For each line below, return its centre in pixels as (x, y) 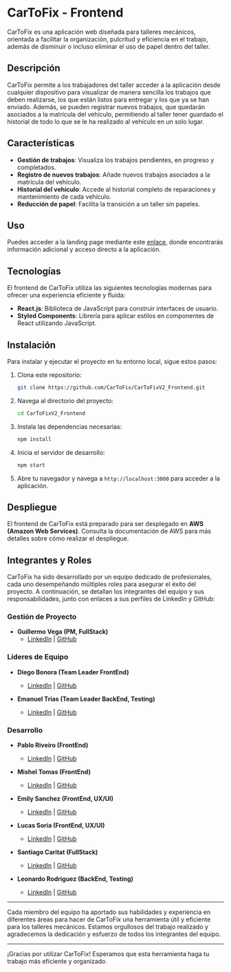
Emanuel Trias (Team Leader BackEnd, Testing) (86, 699)
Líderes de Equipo (38, 657)
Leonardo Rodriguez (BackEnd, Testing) (75, 879)
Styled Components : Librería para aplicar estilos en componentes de (115, 316)
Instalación (32, 345)
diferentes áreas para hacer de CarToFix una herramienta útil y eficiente (109, 920)
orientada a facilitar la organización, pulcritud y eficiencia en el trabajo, (108, 39)
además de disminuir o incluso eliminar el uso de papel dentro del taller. (109, 46)
